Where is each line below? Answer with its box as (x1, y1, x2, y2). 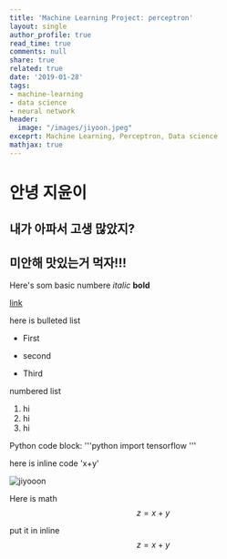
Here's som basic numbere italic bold (9, 279, 150, 291)
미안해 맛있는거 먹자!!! (9, 255, 128, 270)
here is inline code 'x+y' (9, 458, 100, 469)
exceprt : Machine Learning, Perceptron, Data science (9, 132, 219, 141)
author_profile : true (9, 30, 92, 39)
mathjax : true (9, 140, 64, 149)
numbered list (9, 386, 62, 397)
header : (9, 115, 39, 124)
